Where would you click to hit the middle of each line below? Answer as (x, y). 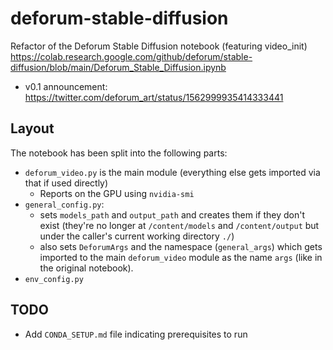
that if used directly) (66, 183)
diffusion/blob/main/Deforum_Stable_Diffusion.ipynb (118, 67)
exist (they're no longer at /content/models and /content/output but (179, 225)
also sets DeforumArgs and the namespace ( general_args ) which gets (181, 246)
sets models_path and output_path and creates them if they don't (172, 214)
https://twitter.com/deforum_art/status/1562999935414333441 (154, 97)
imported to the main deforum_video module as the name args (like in (181, 257)
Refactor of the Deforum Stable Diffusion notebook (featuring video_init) (159, 46)
